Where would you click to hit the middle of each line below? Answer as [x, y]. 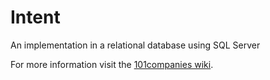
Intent [35, 17]
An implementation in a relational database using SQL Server [135, 45]
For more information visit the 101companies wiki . [112, 64]
